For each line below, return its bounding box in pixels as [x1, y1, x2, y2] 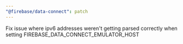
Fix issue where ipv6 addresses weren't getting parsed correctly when [5, 25, 178, 32]
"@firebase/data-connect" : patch [5, 8, 88, 15]
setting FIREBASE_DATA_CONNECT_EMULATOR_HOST [5, 31, 140, 38]
